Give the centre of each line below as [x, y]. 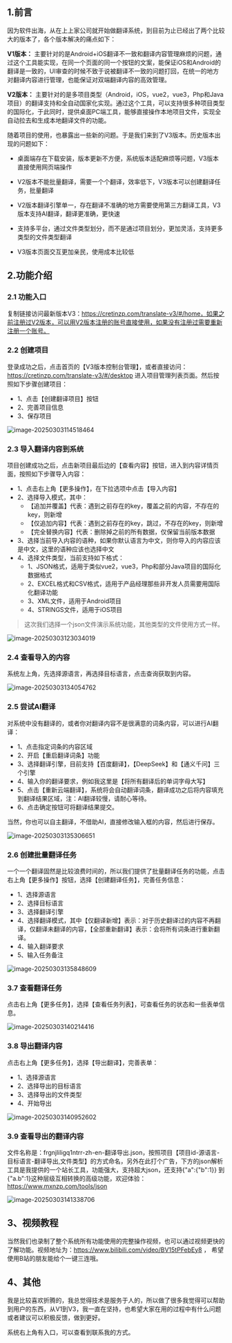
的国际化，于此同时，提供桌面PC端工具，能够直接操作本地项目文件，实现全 [114, 111]
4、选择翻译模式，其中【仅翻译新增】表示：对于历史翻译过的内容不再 [116, 920]
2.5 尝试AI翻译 [31, 707]
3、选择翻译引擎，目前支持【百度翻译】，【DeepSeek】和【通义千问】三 [118, 763]
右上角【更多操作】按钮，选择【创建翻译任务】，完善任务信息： [96, 880]
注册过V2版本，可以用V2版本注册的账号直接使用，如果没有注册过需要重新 [118, 322]
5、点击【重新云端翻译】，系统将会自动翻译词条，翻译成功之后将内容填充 [120, 790]
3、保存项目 [34, 416]
